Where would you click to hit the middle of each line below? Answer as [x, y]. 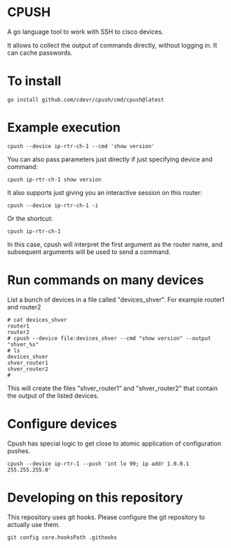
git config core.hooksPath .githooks [62, 537]
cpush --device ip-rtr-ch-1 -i [53, 205]
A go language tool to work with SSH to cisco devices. [85, 32]
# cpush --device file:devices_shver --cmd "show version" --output [109, 338]
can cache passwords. [40, 53]
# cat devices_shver [37, 320]
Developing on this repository [95, 497]
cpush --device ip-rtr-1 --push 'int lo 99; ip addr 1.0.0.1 [98, 464]
